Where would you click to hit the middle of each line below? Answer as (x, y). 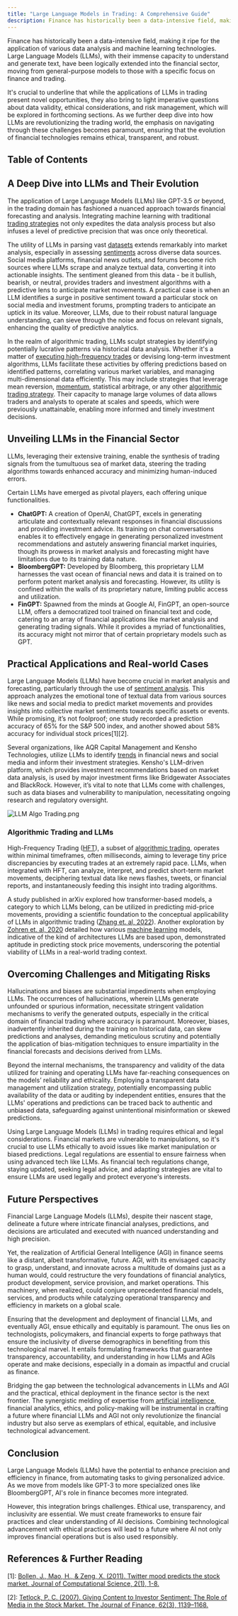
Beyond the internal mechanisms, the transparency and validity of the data (116, 1065)
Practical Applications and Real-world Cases (108, 664)
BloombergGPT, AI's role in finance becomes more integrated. (98, 1493)
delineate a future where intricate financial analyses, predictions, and (108, 1224)
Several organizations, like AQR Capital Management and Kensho (102, 747)
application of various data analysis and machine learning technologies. (112, 48)
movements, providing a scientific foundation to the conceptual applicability (118, 914)
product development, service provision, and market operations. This (108, 1283)
